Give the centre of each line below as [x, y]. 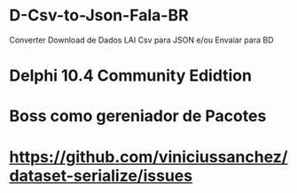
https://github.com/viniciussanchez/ [148, 157]
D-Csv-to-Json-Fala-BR [99, 15]
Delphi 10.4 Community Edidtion [131, 76]
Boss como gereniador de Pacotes [138, 116]
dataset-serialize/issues [101, 176]
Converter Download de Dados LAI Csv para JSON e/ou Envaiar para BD [141, 40]
